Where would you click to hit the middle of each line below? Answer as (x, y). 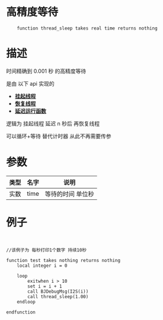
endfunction (21, 312)
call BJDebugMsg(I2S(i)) (58, 291)
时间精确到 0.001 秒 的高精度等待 (46, 71)
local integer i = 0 (42, 266)
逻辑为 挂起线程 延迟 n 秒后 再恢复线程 (53, 123)
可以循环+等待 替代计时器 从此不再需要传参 (59, 136)
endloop (26, 302)
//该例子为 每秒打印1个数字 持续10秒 (47, 250)
